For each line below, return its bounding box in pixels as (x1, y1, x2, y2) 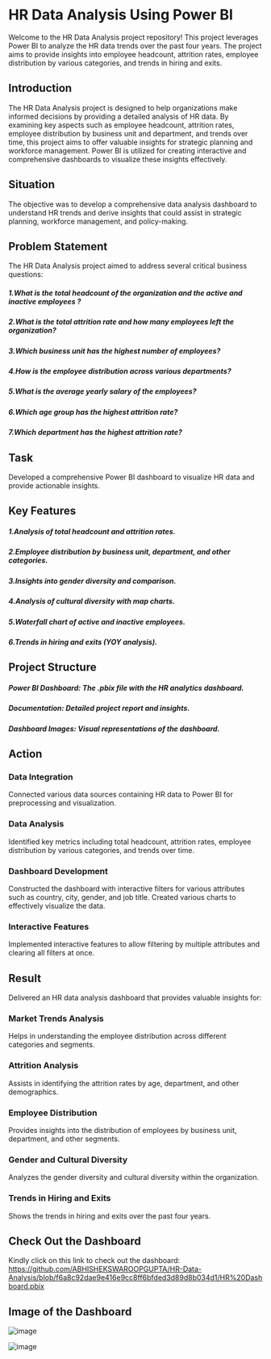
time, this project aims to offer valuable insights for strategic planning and (8, 137, 253, 147)
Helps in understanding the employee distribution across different (8, 1031, 227, 1041)
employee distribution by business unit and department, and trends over (8, 128, 248, 138)
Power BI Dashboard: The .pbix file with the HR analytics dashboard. (8, 683, 244, 692)
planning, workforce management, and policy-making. (8, 216, 188, 226)
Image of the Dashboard (8, 1305, 132, 1319)
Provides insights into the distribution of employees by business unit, (8, 1125, 237, 1135)
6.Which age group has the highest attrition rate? (8, 407, 178, 416)
